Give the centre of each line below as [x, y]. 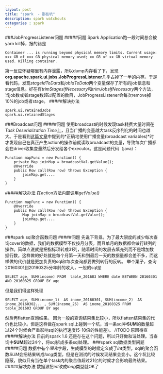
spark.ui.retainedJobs [28, 110]
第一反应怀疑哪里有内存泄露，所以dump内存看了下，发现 [62, 71]
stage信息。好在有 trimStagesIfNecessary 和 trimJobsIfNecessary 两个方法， [80, 89]
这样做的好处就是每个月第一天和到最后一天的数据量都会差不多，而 [88, 255]
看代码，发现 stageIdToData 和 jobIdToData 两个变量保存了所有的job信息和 [78, 83]
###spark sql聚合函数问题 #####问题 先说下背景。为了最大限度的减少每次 [79, 237]
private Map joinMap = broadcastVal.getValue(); [64, 162]
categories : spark [25, 23]
